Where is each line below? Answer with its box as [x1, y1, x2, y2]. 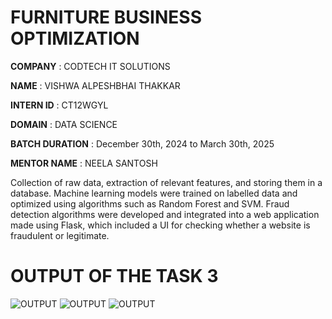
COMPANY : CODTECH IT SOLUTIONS [10, 60, 171, 72]
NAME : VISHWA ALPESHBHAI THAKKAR [10, 79, 181, 91]
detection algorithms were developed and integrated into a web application [10, 208, 320, 220]
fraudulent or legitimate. [10, 229, 110, 241]
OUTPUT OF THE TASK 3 [10, 265, 219, 288]
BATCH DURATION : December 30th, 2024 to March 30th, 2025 [10, 137, 275, 150]
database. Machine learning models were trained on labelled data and [10, 187, 298, 199]
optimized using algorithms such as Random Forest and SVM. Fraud [10, 197, 290, 210]
